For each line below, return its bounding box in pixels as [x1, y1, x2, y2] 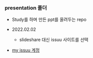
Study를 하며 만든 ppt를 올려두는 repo [11, 16, 87, 23]
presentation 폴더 [4, 4, 47, 11]
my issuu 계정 [11, 47, 40, 53]
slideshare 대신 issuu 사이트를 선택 [19, 37, 89, 43]
